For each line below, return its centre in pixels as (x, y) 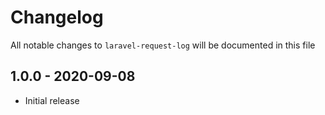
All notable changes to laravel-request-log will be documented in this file (163, 45)
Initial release (52, 100)
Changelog (57, 17)
